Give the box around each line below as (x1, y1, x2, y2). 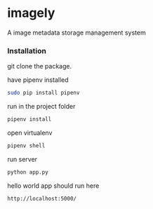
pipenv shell (7, 142, 46, 149)
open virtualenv (7, 129, 53, 137)
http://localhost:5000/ (7, 195, 77, 202)
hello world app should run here (7, 181, 100, 190)
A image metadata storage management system (7, 28, 146, 37)
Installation (7, 46, 47, 56)
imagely (7, 5, 55, 21)
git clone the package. (7, 62, 72, 71)
